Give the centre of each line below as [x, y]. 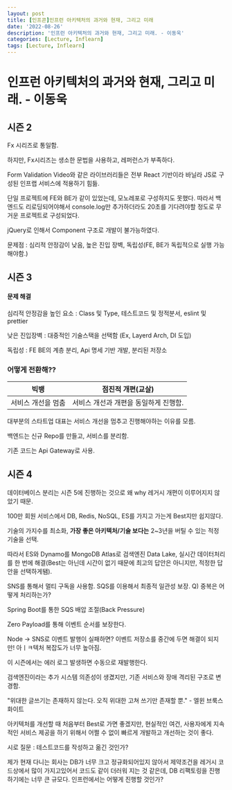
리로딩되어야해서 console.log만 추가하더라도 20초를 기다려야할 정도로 [120, 207]
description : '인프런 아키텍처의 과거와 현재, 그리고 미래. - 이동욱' [96, 33]
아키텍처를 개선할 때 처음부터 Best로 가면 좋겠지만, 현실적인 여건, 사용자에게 [110, 723]
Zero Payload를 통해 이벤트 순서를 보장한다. [67, 624]
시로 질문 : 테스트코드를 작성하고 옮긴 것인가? [68, 747]
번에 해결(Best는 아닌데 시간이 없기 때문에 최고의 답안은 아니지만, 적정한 [119, 563]
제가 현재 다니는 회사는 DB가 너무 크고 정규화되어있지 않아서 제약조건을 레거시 [112, 762]
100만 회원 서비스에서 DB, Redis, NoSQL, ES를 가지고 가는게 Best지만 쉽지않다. [115, 516]
